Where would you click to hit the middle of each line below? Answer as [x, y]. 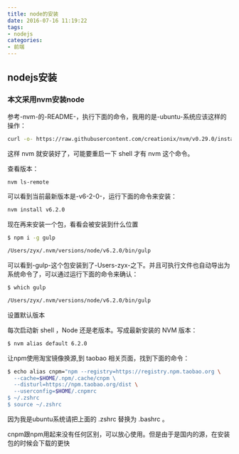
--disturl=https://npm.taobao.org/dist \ [76, 385]
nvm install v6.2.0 [36, 210]
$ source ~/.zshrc [34, 405]
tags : [15, 27]
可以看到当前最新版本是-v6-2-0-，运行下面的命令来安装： [92, 196]
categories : [25, 41]
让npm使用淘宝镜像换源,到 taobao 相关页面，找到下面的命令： [99, 358]
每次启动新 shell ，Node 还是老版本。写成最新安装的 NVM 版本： [102, 330]
